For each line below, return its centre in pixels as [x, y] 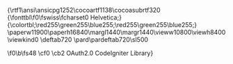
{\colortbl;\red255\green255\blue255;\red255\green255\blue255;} [102, 25]
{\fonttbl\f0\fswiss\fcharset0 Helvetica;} [64, 17]
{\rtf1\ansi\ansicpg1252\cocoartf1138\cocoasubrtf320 [84, 10]
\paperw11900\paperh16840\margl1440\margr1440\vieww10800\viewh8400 [116, 32]
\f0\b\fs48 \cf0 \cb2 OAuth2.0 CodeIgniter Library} [80, 53]
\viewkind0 [23, 40]
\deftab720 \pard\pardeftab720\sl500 [94, 40]
